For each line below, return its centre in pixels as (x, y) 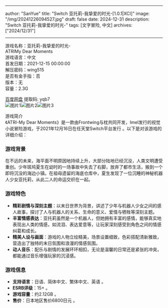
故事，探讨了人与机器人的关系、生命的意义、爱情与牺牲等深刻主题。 (87, 212)
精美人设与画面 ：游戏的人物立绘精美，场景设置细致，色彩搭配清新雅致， (87, 237)
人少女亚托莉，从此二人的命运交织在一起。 (49, 179)
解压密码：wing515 (25, 70)
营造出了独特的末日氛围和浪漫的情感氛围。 (56, 243)
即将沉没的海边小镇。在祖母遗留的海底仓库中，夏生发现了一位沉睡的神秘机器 (84, 173)
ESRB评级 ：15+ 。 (31, 287)
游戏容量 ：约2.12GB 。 (35, 294)
